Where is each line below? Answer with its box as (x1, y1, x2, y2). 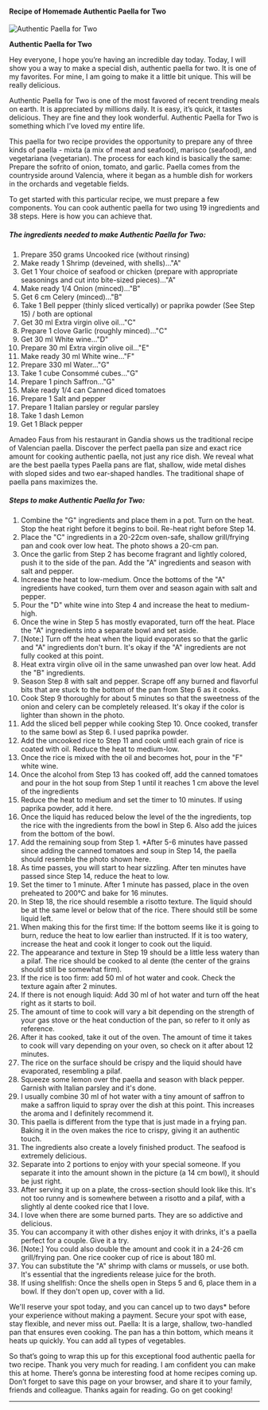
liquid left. (20, 914, 54, 924)
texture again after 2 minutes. (20, 982, 118, 991)
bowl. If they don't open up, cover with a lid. (20, 1286, 165, 1296)
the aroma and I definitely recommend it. (20, 1109, 154, 1118)
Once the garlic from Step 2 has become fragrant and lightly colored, (20, 549, 247, 559)
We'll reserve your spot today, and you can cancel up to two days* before (9, 1302, 251, 1312)
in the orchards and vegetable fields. (9, 179, 130, 189)
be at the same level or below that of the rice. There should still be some (20, 905, 258, 915)
